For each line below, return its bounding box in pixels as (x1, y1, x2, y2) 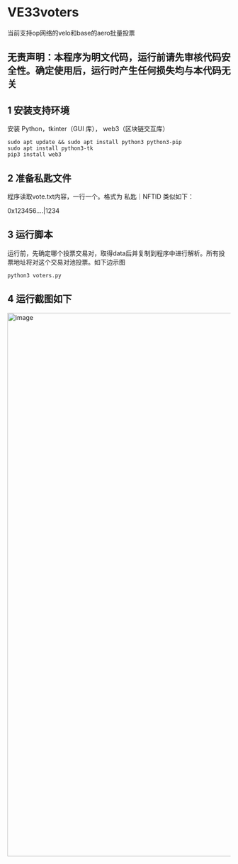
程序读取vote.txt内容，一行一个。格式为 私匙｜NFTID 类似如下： (7, 192, 195, 201)
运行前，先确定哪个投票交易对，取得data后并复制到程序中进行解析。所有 (7, 249, 219, 257)
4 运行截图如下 (7, 293, 72, 305)
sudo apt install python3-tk (7, 145, 93, 153)
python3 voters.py (7, 272, 62, 279)
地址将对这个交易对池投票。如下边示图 (13, 257, 125, 266)
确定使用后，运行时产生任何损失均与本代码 (35, 65, 222, 77)
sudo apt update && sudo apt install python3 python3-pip (7, 139, 182, 146)
